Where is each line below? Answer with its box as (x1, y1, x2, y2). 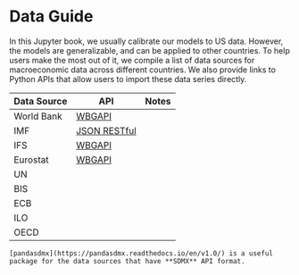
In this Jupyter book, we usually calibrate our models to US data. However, (9, 36, 284, 46)
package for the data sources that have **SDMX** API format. (9, 256, 245, 265)
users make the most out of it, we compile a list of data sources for (9, 54, 255, 65)
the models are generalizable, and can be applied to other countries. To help (9, 45, 290, 55)
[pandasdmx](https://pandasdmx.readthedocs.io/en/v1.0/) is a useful (9, 248, 274, 258)
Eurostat (13, 154, 49, 166)
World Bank (13, 110, 62, 122)
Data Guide (9, 6, 94, 27)
